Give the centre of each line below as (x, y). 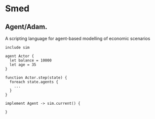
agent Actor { (20, 56)
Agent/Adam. (26, 27)
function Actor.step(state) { (36, 78)
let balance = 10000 (31, 60)
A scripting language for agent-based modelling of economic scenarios (78, 38)
